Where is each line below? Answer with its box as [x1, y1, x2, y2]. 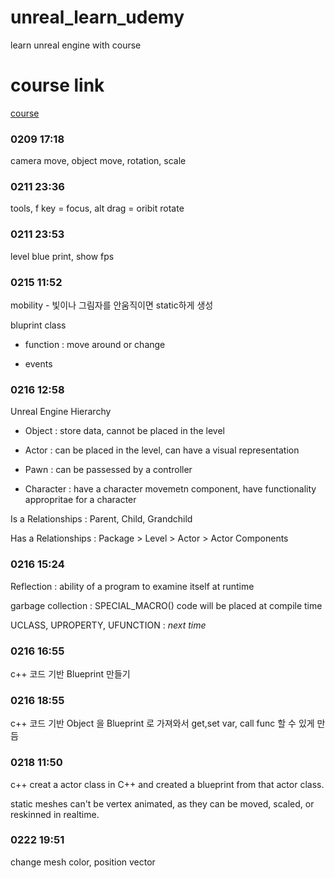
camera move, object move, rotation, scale [10, 155, 187, 167]
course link [10, 74, 105, 97]
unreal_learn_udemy [10, 6, 185, 29]
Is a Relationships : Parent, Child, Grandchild [10, 513, 193, 525]
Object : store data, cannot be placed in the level [24, 425, 225, 437]
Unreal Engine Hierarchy [10, 406, 112, 418]
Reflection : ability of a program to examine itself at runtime [10, 580, 255, 592]
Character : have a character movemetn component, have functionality [24, 483, 317, 495]
